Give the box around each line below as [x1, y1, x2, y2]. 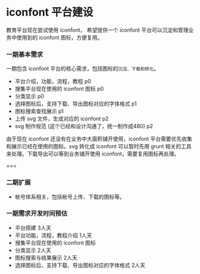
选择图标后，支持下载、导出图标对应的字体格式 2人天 [14, 261, 146, 269]
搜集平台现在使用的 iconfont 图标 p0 [14, 85, 104, 93]
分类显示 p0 [14, 93, 45, 100]
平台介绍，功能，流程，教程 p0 [14, 78, 91, 85]
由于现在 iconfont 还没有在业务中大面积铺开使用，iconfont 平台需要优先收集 [6, 135, 192, 142]
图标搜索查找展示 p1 [14, 108, 64, 115]
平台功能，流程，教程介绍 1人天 [14, 232, 93, 239]
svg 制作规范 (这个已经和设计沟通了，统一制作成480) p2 [14, 123, 153, 130]
